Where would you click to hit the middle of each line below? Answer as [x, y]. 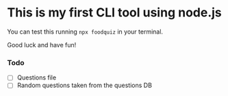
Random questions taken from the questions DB [85, 85]
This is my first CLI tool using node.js [115, 13]
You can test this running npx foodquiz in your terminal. [85, 32]
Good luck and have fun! [42, 45]
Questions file [37, 77]
